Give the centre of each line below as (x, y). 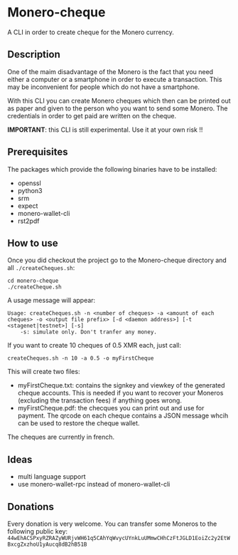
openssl (29, 183)
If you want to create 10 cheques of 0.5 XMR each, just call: (94, 346)
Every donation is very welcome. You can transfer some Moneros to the (112, 524)
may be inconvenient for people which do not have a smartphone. (104, 87)
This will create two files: (44, 372)
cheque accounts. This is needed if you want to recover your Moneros (120, 393)
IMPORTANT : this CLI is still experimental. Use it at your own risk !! (105, 130)
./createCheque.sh (34, 287)
